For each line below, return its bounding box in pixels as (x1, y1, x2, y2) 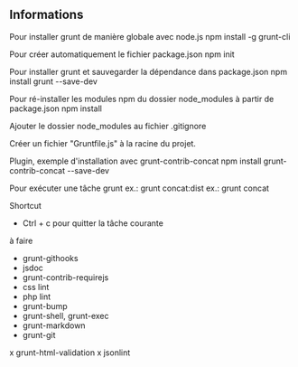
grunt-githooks (22, 252, 79, 263)
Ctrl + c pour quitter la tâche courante (22, 217, 164, 229)
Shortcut (9, 200, 42, 211)
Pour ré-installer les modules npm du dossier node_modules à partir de (9, 93, 275, 104)
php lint (22, 291, 51, 302)
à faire (9, 235, 33, 246)
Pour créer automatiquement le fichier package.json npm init (9, 49, 235, 60)
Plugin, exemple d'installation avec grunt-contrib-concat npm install (9, 155, 262, 166)
